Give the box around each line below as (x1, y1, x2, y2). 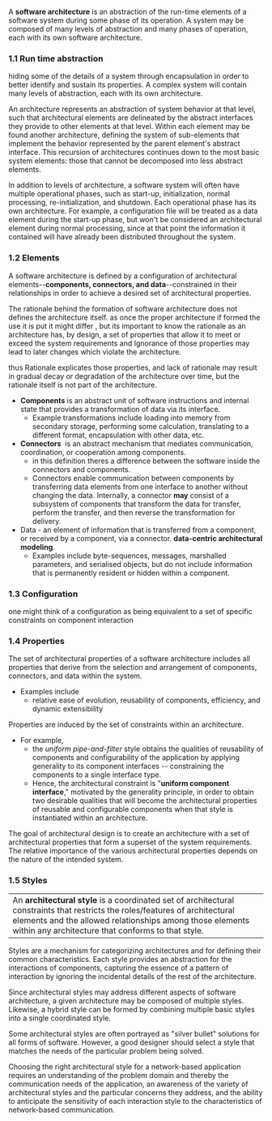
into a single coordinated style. (8, 1013, 112, 1023)
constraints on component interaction (8, 615, 134, 625)
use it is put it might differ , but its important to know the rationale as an (8, 320, 247, 331)
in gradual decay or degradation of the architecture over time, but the (8, 371, 240, 380)
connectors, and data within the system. (8, 671, 142, 681)
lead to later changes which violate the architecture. (8, 346, 182, 356)
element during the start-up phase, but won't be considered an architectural (8, 215, 262, 225)
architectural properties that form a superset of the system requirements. (8, 837, 253, 847)
